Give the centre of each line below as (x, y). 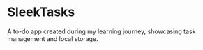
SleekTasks (41, 12)
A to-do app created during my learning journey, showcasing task (101, 31)
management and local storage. (53, 38)
